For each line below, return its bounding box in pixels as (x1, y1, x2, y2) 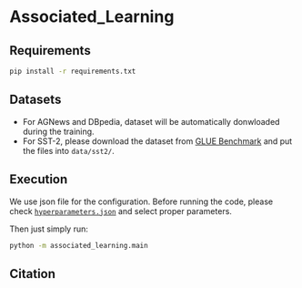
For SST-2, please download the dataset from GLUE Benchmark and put (22, 135, 293, 147)
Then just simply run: (9, 223, 88, 234)
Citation (9, 266, 56, 282)
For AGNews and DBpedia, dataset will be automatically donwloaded (22, 116, 280, 127)
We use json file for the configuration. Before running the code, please (9, 196, 274, 207)
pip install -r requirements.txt (9, 67, 136, 76)
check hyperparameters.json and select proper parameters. (9, 205, 232, 216)
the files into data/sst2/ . (22, 145, 116, 156)
